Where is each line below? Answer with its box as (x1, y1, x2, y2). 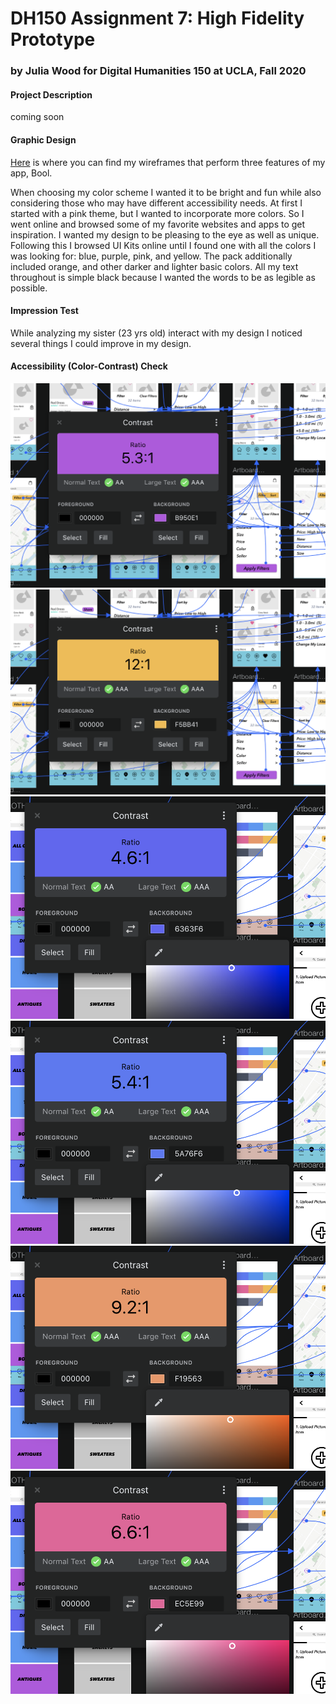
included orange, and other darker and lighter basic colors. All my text (10, 260, 299, 272)
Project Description (10, 88, 93, 101)
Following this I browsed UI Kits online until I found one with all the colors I (10, 239, 317, 251)
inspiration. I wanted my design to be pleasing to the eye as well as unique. (10, 228, 320, 241)
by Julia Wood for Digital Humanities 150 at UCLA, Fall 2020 (10, 64, 307, 78)
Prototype (10, 28, 96, 51)
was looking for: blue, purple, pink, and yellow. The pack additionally (10, 250, 293, 262)
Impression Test (10, 305, 79, 317)
